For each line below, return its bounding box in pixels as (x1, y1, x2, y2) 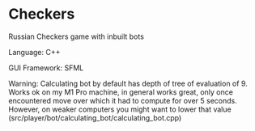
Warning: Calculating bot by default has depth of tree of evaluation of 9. (8, 78, 249, 88)
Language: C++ (8, 47, 61, 57)
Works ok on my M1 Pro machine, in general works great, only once (8, 87, 233, 97)
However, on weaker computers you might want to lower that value (8, 104, 232, 114)
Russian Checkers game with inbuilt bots (8, 32, 144, 41)
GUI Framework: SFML (8, 62, 84, 73)
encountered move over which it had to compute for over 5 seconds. (8, 95, 237, 105)
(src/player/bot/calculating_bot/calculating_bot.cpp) (8, 112, 182, 122)
